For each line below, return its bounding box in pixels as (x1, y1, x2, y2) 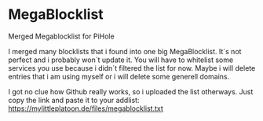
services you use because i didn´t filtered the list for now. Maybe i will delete (8, 63, 256, 72)
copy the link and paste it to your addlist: (8, 95, 140, 104)
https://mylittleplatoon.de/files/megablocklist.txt (8, 104, 163, 113)
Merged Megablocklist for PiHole (8, 31, 115, 41)
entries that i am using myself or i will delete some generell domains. (8, 71, 230, 81)
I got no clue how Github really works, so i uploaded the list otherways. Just (8, 86, 254, 96)
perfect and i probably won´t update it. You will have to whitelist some (8, 55, 234, 64)
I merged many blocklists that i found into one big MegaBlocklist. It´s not (8, 46, 242, 56)
